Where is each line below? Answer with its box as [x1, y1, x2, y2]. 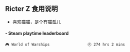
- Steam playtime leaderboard [5, 30, 69, 36]
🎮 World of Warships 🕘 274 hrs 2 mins [5, 42, 125, 47]
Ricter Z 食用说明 [5, 4, 58, 13]
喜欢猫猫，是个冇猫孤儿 [12, 19, 61, 25]
